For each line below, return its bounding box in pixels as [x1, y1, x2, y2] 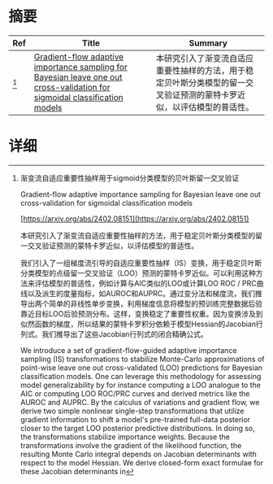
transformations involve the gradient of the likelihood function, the [19, 440, 242, 450]
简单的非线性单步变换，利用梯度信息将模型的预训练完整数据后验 [48, 299, 262, 308]
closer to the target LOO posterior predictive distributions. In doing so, [19, 423, 256, 433]
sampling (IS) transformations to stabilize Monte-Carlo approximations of [19, 354, 265, 364]
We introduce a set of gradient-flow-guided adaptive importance [19, 345, 237, 355]
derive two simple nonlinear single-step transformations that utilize [19, 406, 245, 416]
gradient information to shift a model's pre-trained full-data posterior [19, 414, 250, 424]
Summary [188, 37, 227, 49]
